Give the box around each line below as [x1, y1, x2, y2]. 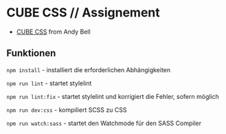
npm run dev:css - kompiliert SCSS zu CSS [6, 105, 127, 114]
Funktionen [6, 47, 56, 59]
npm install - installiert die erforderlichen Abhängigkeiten [6, 65, 171, 74]
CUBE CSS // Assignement [6, 5, 161, 21]
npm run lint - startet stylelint [6, 79, 92, 87]
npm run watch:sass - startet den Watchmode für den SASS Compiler [6, 119, 202, 127]
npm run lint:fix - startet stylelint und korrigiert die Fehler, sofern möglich [6, 92, 219, 100]
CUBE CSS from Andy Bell [16, 27, 91, 36]
